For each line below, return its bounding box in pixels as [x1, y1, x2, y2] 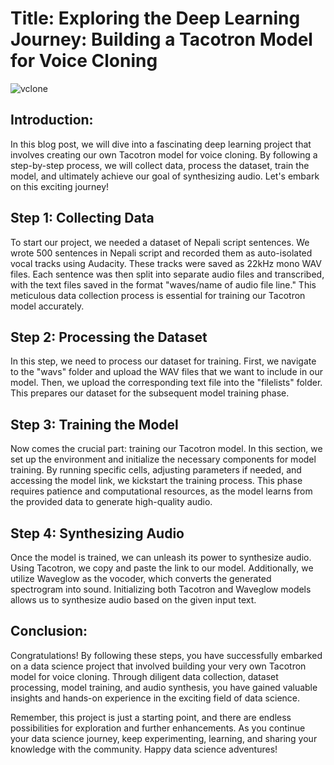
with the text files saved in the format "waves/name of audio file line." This [10, 278, 317, 291]
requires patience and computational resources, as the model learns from [10, 485, 313, 497]
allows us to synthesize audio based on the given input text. [10, 594, 257, 606]
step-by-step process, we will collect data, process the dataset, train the [10, 159, 310, 171]
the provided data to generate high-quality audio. [10, 496, 213, 508]
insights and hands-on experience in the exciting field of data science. [10, 692, 301, 704]
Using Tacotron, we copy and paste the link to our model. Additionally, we [10, 562, 314, 574]
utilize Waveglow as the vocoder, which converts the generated [10, 573, 272, 584]
